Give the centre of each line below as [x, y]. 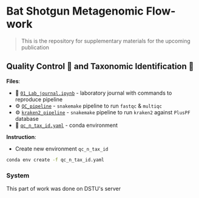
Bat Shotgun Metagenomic [75, 11]
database [27, 118]
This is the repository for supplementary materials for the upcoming [106, 41]
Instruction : [21, 137]
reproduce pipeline [39, 99]
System [18, 176]
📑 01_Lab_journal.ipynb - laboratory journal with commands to [93, 93]
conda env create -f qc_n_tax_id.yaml [55, 160]
